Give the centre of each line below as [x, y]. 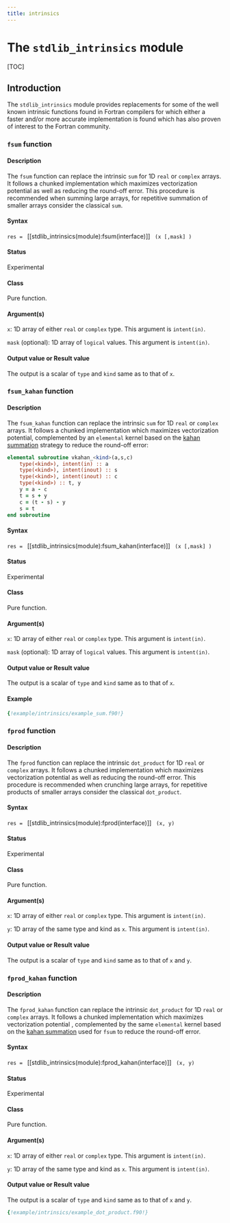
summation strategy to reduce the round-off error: [78, 445]
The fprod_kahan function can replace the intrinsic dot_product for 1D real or [115, 1009]
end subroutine [29, 515]
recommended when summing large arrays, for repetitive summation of [107, 198]
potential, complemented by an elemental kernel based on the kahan [104, 438]
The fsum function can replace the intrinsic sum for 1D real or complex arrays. [114, 176]
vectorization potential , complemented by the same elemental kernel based [114, 1024]
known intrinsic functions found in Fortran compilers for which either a [106, 112]
